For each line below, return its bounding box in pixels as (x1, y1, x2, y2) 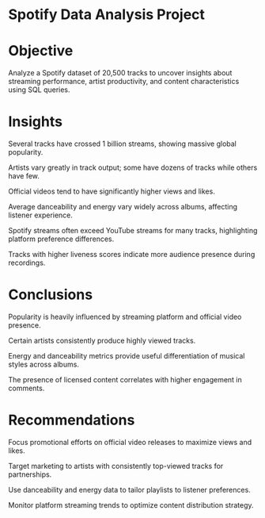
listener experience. (8, 210, 74, 220)
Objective (8, 42, 74, 60)
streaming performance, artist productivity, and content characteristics (8, 77, 240, 86)
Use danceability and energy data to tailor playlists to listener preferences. (8, 485, 251, 494)
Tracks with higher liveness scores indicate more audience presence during (8, 250, 256, 259)
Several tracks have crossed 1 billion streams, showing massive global (8, 139, 237, 148)
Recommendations (8, 411, 135, 429)
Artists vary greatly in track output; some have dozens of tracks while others (8, 163, 258, 172)
